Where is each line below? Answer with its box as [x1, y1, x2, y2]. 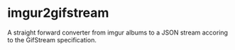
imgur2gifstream [7, 5, 109, 21]
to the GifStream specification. [7, 35, 97, 44]
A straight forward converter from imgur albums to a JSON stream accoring [7, 28, 229, 37]
